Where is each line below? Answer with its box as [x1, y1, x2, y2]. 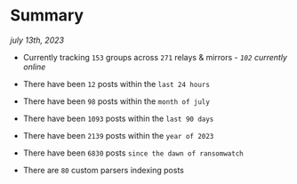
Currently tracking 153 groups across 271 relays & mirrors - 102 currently [22, 52, 288, 62]
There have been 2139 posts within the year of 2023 [22, 130, 214, 140]
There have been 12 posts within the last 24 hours [22, 78, 210, 89]
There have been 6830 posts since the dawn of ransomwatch [22, 148, 244, 158]
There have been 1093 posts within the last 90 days [22, 113, 214, 124]
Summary [10, 5, 84, 26]
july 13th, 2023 [10, 35, 65, 45]
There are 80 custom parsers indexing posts [22, 164, 185, 175]
